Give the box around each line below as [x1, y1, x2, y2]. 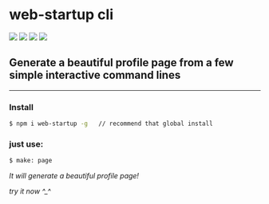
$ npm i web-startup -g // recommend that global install [9, 120, 214, 128]
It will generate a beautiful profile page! [9, 171, 139, 181]
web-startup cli [9, 6, 114, 24]
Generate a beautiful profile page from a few [9, 56, 234, 69]
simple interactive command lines [9, 69, 181, 82]
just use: [9, 138, 44, 149]
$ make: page [9, 157, 53, 165]
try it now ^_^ [9, 186, 51, 196]
